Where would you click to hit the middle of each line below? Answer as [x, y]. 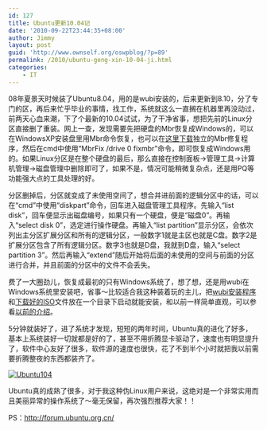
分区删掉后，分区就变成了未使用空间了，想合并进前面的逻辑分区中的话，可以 [133, 195]
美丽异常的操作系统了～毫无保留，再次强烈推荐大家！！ [105, 401]
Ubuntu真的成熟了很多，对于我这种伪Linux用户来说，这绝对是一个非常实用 [130, 390]
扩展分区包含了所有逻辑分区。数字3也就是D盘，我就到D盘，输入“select [124, 244]
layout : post [30, 45]
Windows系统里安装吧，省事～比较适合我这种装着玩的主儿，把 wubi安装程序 [132, 291]
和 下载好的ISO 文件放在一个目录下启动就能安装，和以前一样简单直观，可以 [129, 301]
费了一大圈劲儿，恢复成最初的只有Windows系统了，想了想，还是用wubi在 [129, 281]
